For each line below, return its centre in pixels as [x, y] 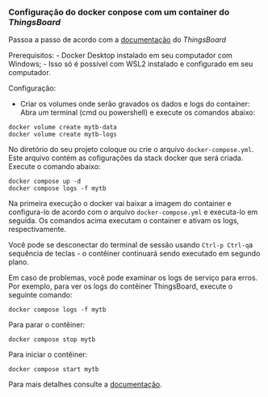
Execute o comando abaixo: [54, 167]
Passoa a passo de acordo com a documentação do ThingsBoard [117, 40]
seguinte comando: [40, 295]
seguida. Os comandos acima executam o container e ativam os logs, [124, 221]
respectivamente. [38, 230]
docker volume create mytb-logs [63, 135]
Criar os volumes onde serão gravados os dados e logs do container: [135, 104]
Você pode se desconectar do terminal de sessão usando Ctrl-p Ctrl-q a [131, 245]
